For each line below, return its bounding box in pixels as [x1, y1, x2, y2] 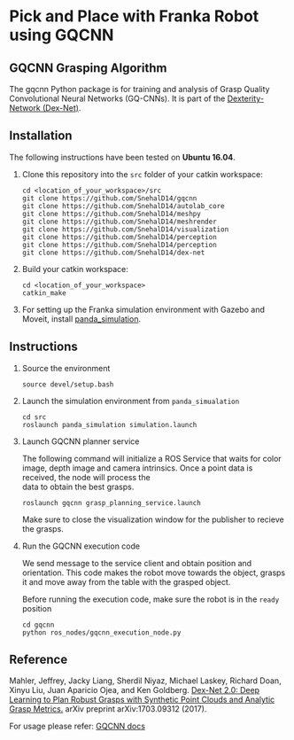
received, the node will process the [21, 471, 151, 482]
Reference [9, 652, 68, 667]
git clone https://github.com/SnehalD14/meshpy [21, 209, 201, 218]
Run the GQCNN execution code [21, 541, 140, 551]
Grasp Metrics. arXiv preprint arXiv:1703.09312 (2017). [9, 704, 207, 714]
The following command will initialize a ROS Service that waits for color [21, 453, 282, 463]
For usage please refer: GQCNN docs [9, 721, 146, 732]
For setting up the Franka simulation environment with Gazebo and [21, 304, 266, 315]
